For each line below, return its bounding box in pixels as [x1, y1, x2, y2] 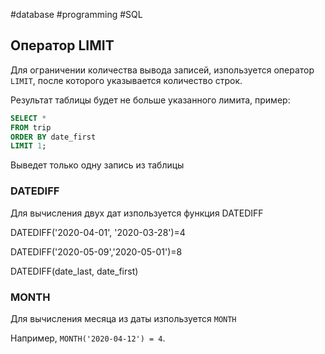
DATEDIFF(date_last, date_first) [10, 265, 139, 277]
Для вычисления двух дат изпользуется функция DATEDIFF [10, 207, 264, 219]
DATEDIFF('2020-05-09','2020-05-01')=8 [10, 245, 183, 258]
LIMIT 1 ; [10, 141, 47, 151]
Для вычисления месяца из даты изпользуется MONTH [10, 312, 237, 324]
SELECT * [10, 113, 47, 123]
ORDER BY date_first [10, 132, 97, 142]
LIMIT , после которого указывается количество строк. [10, 74, 243, 86]
